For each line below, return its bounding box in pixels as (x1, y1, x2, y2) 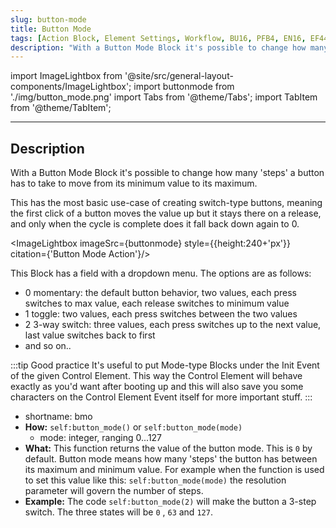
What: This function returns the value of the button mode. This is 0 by (24, 442, 313, 455)
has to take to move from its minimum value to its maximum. (10, 177, 258, 190)
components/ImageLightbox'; (10, 81, 132, 93)
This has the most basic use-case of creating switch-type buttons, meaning (10, 197, 323, 209)
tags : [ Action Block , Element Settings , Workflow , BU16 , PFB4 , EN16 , (10, 33, 307, 43)
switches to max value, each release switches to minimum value (24, 297, 290, 310)
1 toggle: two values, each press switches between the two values (24, 308, 298, 320)
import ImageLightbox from (10, 70, 123, 82)
